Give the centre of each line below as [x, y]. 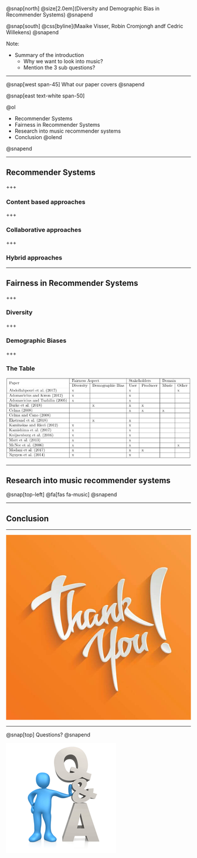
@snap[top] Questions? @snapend [48, 735]
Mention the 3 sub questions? [59, 67]
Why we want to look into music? [63, 61]
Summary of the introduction [49, 55]
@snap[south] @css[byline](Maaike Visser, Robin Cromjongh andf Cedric [95, 26]
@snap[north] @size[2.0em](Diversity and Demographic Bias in [83, 9]
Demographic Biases [36, 340]
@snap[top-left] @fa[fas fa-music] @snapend [62, 495]
